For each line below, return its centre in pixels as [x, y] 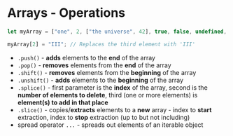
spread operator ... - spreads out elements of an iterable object [110, 125]
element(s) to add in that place [63, 102]
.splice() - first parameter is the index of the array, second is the [112, 87]
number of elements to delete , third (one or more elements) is [107, 95]
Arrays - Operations [66, 13]
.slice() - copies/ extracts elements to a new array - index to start [114, 109]
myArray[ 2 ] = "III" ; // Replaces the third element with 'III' [101, 44]
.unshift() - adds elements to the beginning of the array [100, 80]
